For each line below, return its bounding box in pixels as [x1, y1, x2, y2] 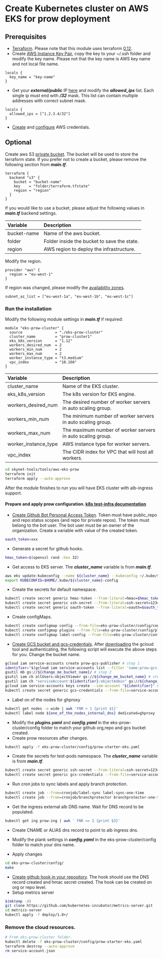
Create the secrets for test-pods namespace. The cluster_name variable [12, 753, 158, 759]
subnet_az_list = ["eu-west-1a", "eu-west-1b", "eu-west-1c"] [5, 294, 133, 299]
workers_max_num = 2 [9, 351, 62, 356]
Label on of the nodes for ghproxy [12, 696, 81, 703]
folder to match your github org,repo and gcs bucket [41, 725, 146, 730]
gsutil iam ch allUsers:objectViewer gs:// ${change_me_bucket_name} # [5, 674, 151, 679]
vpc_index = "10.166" [9, 360, 77, 365]
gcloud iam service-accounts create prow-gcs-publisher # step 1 [5, 661, 140, 666]
